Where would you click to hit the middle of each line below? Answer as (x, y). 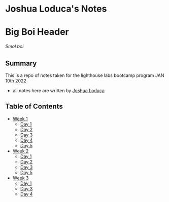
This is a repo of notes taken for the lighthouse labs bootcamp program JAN (85, 75)
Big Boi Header (37, 32)
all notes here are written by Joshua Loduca (59, 91)
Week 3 (21, 178)
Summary (21, 63)
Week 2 (21, 151)
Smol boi (14, 46)
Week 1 (20, 118)
